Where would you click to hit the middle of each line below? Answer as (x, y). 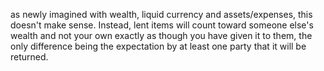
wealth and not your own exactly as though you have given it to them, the (161, 35)
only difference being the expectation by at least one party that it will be (158, 46)
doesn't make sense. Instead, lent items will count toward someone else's (162, 25)
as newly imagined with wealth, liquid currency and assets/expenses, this (161, 14)
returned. (29, 57)
